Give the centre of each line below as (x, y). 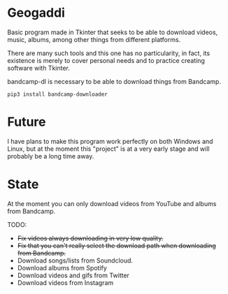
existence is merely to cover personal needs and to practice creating (106, 60)
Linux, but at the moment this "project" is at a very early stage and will (108, 149)
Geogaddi (36, 13)
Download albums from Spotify (62, 267)
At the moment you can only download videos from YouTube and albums (112, 203)
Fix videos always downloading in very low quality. (90, 238)
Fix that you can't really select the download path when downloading (117, 245)
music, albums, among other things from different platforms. (94, 39)
